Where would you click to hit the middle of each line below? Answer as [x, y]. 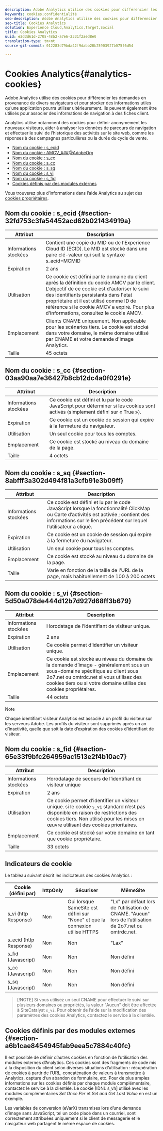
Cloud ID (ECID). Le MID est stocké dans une [97, 249]
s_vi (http [18, 914]
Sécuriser [87, 890]
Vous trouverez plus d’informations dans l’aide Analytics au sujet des [74, 193]
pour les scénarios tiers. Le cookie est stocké [97, 327]
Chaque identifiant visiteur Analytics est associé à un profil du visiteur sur [79, 718]
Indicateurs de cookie [39, 864]
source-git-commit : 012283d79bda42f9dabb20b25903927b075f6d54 [69, 46]
